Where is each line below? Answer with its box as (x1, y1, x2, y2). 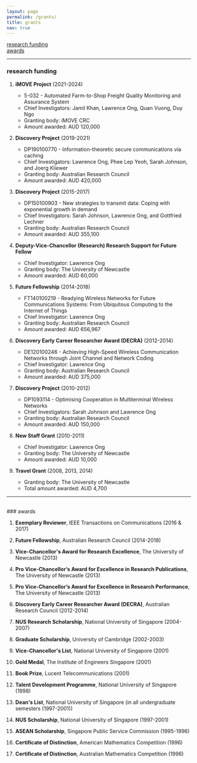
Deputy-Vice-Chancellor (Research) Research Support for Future (15, 242, 177, 249)
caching (23, 152, 44, 159)
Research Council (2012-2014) (15, 607, 89, 614)
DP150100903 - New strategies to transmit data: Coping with (23, 200, 170, 207)
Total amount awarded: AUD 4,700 (23, 484, 108, 492)
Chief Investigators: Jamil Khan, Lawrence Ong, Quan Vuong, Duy (23, 104, 183, 111)
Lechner (23, 218, 44, 225)
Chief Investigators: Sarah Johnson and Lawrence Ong (23, 408, 156, 415)
